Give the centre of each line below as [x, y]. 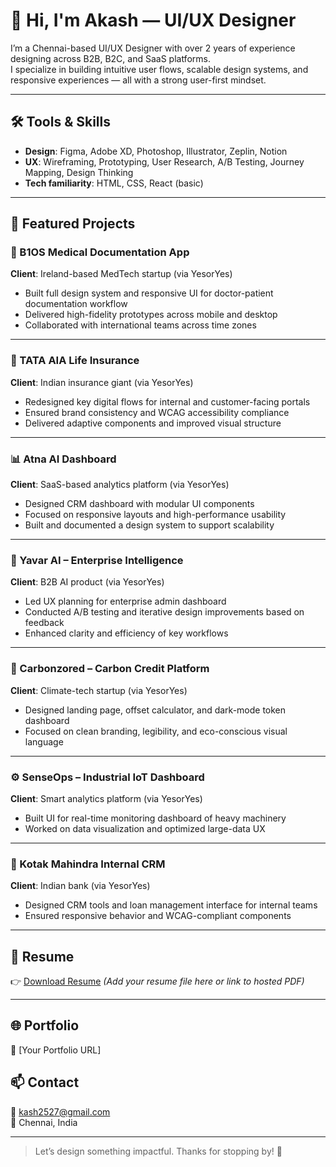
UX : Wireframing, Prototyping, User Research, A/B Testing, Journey [164, 161]
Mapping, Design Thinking [79, 172]
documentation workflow [76, 304]
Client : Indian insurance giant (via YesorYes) [102, 382]
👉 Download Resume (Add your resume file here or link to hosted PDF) [157, 981]
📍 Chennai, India [44, 1122]
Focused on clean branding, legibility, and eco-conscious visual [156, 731]
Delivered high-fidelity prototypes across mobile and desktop [151, 315]
